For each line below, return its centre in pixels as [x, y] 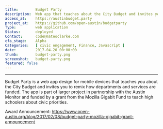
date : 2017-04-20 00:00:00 [41, 50]
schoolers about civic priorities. [36, 102]
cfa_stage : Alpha [26, 41]
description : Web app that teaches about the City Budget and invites [79, 14]
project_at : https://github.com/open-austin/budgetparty [66, 23]
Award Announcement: [28, 112]
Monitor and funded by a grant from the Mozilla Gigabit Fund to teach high [79, 97]
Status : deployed [29, 32]
